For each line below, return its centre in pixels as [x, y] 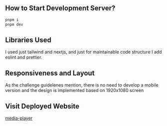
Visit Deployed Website [42, 106]
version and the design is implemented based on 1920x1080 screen [75, 90]
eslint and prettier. [24, 57]
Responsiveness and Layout [50, 73]
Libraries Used [28, 40]
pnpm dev [14, 24]
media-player [19, 118]
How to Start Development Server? [60, 8]
